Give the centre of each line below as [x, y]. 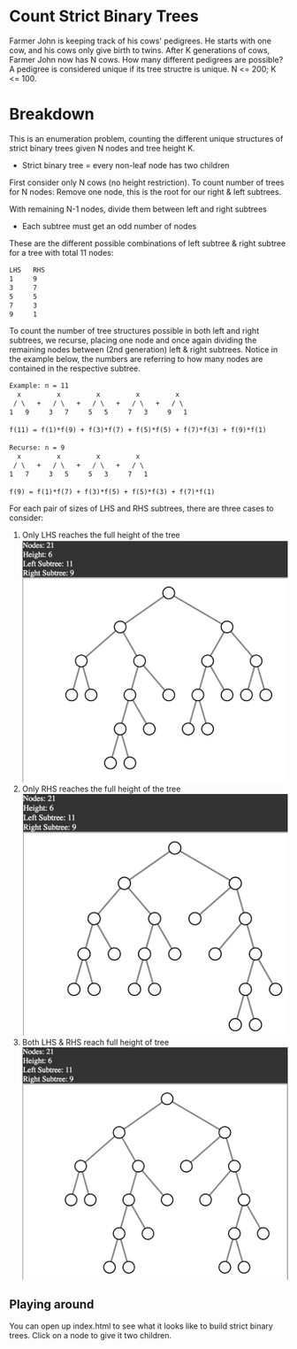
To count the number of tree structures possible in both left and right [134, 330]
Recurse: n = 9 [37, 447]
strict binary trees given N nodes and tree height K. [103, 148]
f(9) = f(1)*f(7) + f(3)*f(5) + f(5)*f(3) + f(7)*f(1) [112, 492]
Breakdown [52, 115]
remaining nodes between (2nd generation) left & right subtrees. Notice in [144, 349]
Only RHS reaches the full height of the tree [101, 789]
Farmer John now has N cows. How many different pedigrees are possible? [146, 59]
